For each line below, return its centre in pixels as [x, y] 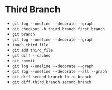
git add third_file [33, 50]
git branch [23, 34]
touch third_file [30, 45]
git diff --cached [31, 56]
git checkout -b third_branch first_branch [59, 29]
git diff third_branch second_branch [52, 82]
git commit [23, 61]
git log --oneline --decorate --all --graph [60, 71]
